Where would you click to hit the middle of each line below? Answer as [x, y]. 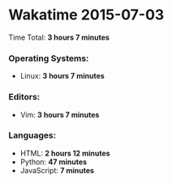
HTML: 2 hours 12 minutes [65, 153]
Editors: [24, 97]
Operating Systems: [49, 58]
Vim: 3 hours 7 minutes [60, 114]
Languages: [32, 135]
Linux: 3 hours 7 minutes [62, 76]
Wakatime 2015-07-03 [86, 15]
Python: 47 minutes [54, 162]
